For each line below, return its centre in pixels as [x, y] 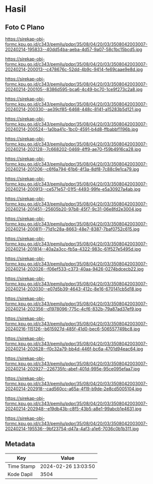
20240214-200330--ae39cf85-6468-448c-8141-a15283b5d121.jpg [73, 109]
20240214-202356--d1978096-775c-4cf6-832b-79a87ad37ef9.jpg [73, 309]
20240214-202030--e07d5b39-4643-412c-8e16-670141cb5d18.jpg [73, 289]
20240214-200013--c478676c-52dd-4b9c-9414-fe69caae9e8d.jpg [74, 69]
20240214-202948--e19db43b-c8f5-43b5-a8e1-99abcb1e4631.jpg [73, 409]
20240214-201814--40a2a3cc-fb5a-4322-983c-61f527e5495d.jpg [73, 249]
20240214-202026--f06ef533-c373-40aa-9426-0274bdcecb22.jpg [74, 269]
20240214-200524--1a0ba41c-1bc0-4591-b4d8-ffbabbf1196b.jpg [72, 129]
